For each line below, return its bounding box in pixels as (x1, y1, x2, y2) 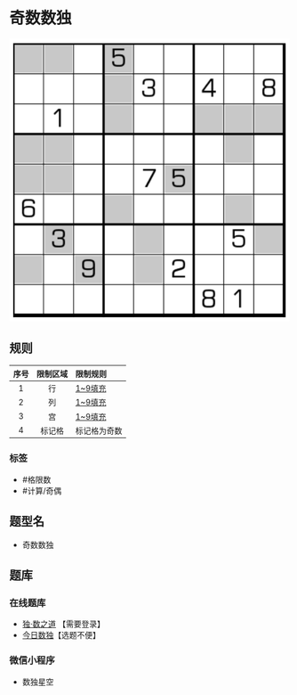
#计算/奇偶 (21, 485, 62, 495)
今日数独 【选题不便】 (21, 630, 100, 641)
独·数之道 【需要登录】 (21, 618, 105, 629)
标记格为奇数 (75, 425, 123, 436)
